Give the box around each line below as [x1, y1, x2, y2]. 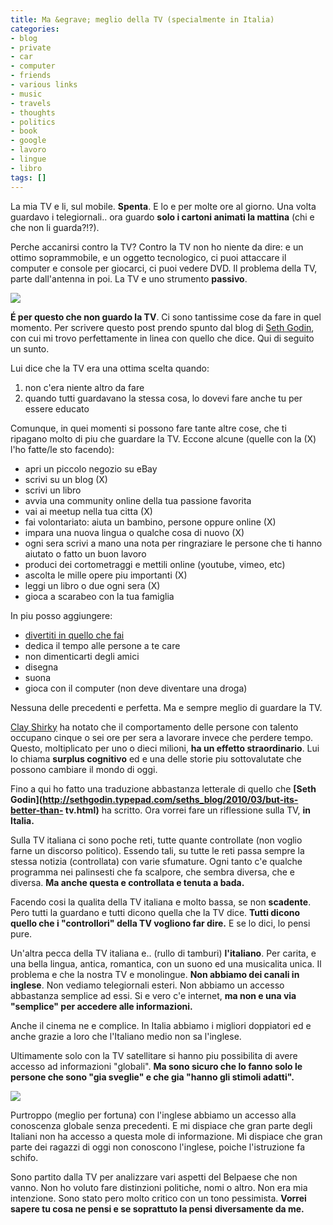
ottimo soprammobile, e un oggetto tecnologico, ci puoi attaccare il [10, 251, 287, 263]
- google [10, 136, 47, 146]
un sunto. [10, 342, 50, 355]
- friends [10, 71, 52, 81]
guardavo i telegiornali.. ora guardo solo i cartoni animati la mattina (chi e [10, 211, 315, 223]
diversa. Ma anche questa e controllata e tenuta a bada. [10, 876, 245, 888]
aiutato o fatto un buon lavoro [24, 547, 147, 560]
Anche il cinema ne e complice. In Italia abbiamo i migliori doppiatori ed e [10, 1019, 312, 1031]
